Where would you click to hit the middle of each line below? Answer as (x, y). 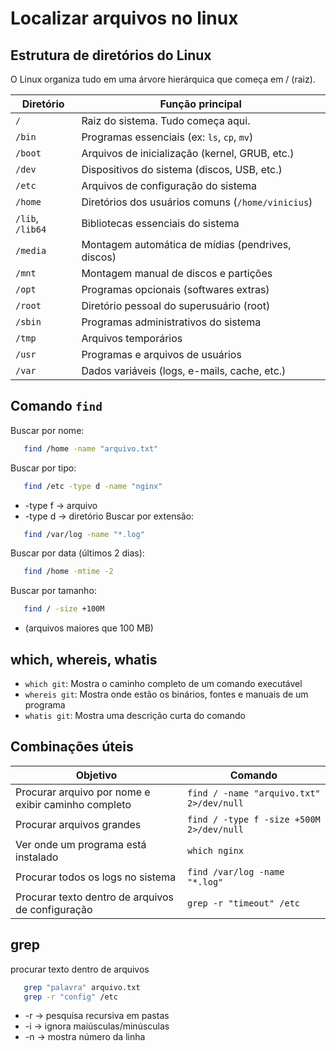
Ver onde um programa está (81, 844)
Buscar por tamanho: (53, 591)
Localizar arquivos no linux (124, 18)
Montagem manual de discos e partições (177, 273)
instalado (37, 857)
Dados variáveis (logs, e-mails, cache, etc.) (184, 370)
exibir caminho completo (73, 804)
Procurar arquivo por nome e (83, 792)
